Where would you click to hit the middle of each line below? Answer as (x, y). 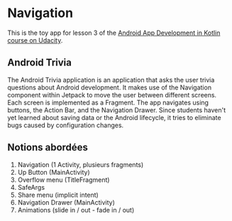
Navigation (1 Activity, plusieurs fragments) (81, 164)
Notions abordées (48, 147)
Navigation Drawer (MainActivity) (66, 202)
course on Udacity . (35, 40)
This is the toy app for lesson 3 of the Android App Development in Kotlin (114, 33)
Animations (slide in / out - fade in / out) (76, 210)
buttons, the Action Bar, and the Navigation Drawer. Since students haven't (117, 110)
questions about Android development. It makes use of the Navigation (109, 87)
